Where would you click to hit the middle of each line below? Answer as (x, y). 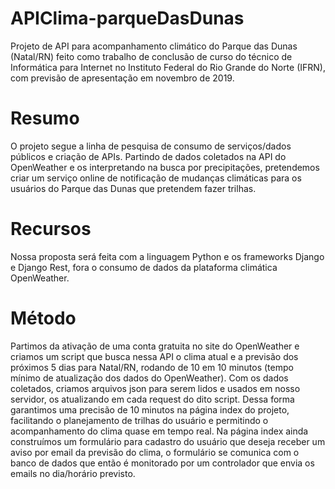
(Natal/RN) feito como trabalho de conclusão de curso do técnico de (151, 56)
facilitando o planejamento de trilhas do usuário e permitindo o (139, 420)
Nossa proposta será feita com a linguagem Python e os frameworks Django (167, 256)
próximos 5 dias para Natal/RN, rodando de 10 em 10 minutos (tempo (152, 367)
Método (43, 318)
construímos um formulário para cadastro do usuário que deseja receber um (168, 441)
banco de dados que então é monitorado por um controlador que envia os (162, 463)
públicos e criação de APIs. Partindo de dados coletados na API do (148, 156)
